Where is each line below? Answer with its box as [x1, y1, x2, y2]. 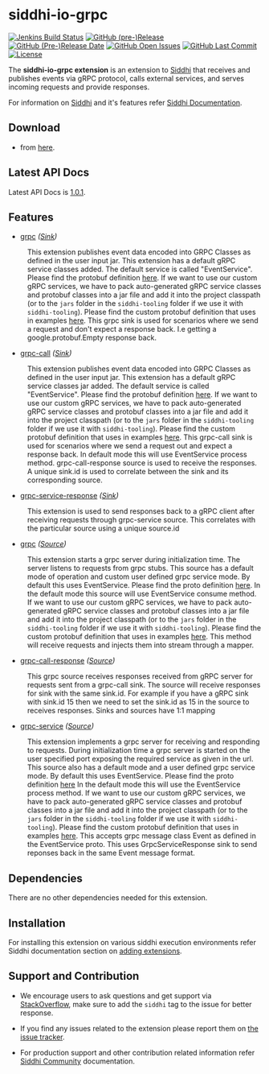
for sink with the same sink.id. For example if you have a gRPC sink [26, 688, 249, 698]
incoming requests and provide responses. [8, 82, 150, 92]
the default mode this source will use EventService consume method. [26, 589, 257, 599]
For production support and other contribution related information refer [19, 1047, 255, 1057]
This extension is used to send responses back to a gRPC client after [26, 506, 255, 516]
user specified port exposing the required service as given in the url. [26, 754, 254, 764]
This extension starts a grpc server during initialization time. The [26, 555, 241, 564]
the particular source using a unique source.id [26, 523, 180, 533]
